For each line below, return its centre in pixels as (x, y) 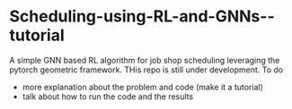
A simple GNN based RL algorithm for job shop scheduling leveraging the (145, 60)
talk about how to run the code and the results (108, 96)
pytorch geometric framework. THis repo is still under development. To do (146, 70)
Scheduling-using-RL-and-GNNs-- (142, 17)
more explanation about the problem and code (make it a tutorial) (142, 87)
